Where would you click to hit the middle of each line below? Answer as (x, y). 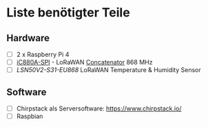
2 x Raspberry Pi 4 (43, 54)
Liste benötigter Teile (68, 13)
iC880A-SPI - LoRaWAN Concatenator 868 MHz (84, 62)
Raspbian (30, 116)
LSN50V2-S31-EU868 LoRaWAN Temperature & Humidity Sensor (108, 70)
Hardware (28, 38)
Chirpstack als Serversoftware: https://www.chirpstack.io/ (99, 108)
